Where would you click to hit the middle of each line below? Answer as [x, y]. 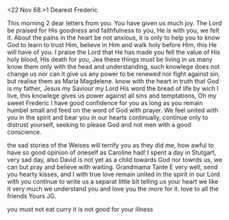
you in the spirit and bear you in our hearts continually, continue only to [108, 118]
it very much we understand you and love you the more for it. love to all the [113, 189]
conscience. [25, 132]
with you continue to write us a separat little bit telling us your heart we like [113, 181]
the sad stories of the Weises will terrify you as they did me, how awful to [111, 145]
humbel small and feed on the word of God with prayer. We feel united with [113, 110]
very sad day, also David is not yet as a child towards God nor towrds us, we [115, 160]
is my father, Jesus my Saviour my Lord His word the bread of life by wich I [113, 88]
